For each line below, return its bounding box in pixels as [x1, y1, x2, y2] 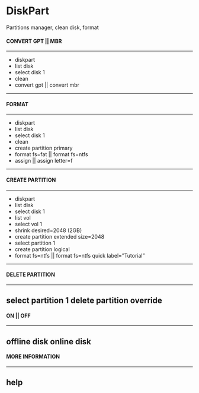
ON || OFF [6, 312, 31, 319]
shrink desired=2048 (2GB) [14, 227, 82, 234]
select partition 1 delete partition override [6, 296, 163, 306]
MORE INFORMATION [6, 353, 60, 360]
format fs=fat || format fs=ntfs [14, 151, 88, 158]
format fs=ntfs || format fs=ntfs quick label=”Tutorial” [14, 252, 145, 259]
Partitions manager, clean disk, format [6, 24, 99, 31]
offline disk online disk [6, 337, 92, 347]
